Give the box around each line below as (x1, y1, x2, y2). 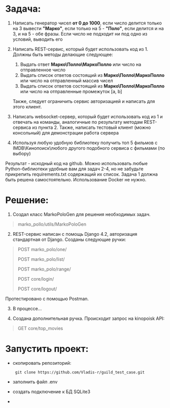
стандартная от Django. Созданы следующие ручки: (12, 236, 126, 242)
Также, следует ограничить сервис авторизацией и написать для (12, 98, 155, 104)
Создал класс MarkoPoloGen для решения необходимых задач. (12, 211, 151, 217)
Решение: (5, 195, 49, 206)
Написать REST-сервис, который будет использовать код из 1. (12, 46, 149, 52)
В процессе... (12, 305, 42, 311)
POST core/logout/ (17, 286, 57, 292)
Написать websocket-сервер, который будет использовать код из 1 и (12, 113, 163, 120)
